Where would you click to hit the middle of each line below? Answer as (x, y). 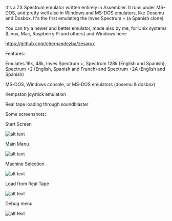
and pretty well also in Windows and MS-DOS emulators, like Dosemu (91, 13)
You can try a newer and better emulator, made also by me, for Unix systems (86, 28)
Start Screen (19, 124)
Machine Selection (25, 164)
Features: (15, 54)
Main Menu (17, 144)
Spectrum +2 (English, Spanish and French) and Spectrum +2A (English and (85, 69)
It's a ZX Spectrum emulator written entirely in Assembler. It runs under (80, 7)
